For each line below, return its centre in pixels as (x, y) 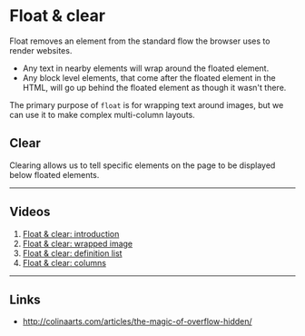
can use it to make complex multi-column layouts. (102, 114)
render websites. (41, 50)
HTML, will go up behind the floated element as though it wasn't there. (154, 87)
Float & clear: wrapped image (78, 243)
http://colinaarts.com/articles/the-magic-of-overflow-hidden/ (137, 321)
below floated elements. (54, 174)
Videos (30, 212)
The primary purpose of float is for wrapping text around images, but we (147, 104)
